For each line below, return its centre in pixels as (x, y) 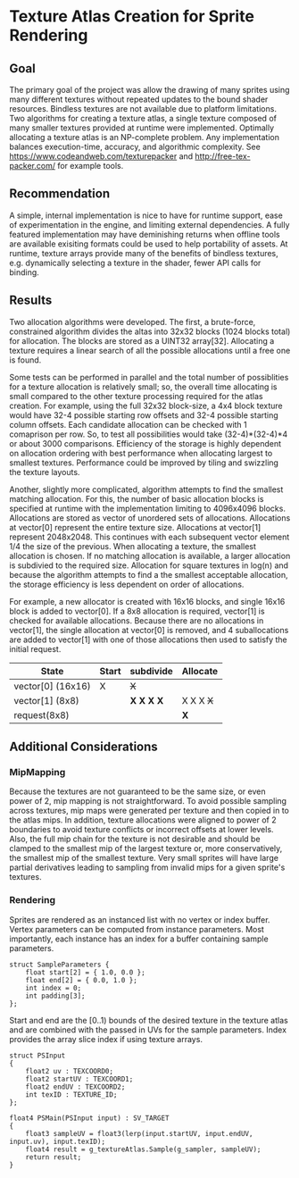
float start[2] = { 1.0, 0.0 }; (85, 972)
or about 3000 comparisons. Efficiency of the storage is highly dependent (145, 443)
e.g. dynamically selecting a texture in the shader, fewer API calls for (135, 263)
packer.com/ (33, 166)
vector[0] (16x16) (52, 686)
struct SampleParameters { (59, 965)
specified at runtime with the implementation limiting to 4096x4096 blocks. (147, 508)
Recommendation (59, 194)
